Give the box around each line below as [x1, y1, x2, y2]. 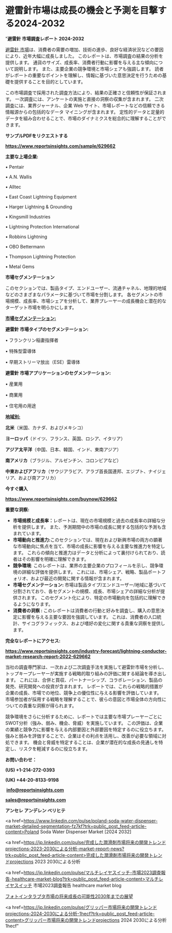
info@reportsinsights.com [6, 786, 64, 793]
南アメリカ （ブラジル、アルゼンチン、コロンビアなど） [5, 457, 122, 463]
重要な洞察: [5, 506, 30, 512]
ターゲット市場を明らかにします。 [5, 304, 77, 310]
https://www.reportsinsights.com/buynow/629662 [5, 496, 118, 502]
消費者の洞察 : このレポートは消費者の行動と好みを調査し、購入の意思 [12, 607, 160, 614]
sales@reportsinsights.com [5, 797, 66, 803]
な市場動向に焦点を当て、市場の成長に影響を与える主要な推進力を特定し [12, 543, 165, 549]
